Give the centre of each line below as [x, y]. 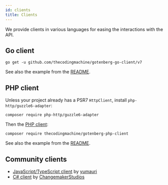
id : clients [18, 10]
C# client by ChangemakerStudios [49, 177]
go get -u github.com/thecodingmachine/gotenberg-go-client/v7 [74, 62]
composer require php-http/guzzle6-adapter [52, 115]
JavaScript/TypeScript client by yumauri [55, 171]
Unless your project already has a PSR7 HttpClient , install [66, 100]
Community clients [36, 159]
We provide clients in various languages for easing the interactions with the [84, 29]
